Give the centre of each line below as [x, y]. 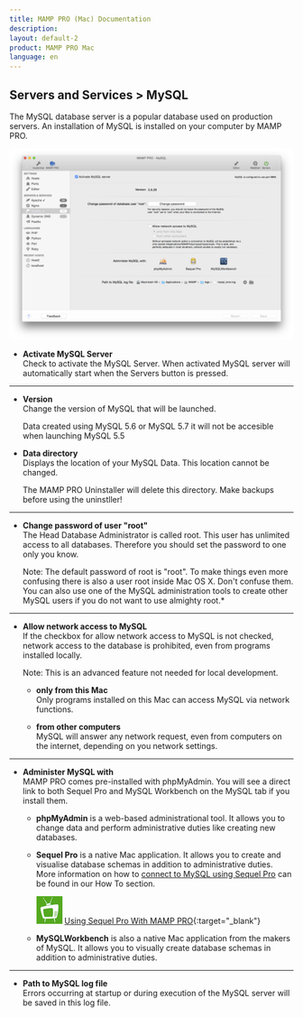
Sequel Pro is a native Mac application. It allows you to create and [158, 855]
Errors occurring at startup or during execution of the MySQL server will [156, 993]
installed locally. [52, 655]
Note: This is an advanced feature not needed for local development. [150, 672]
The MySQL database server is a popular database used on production [141, 116]
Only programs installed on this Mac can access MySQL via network [163, 699]
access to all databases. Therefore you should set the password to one [154, 544]
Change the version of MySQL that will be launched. [119, 408]
